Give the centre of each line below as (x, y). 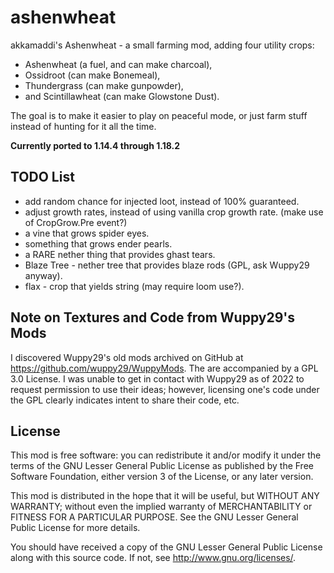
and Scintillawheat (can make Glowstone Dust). (122, 96)
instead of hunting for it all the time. (83, 126)
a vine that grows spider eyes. (87, 233)
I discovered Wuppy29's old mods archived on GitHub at (127, 357)
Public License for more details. (75, 528)
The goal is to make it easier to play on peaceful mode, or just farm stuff (159, 115)
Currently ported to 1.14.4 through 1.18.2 (95, 145)
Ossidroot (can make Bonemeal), (92, 75)
